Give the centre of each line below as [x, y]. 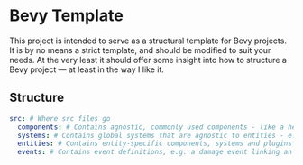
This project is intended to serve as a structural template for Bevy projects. [148, 41]
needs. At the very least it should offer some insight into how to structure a [148, 60]
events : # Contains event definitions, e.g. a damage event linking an [155, 152]
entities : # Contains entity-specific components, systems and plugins [155, 144]
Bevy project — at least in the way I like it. [87, 69]
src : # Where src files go [60, 118]
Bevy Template [66, 16]
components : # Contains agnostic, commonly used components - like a [151, 127]
